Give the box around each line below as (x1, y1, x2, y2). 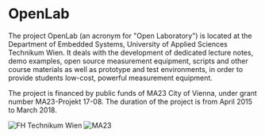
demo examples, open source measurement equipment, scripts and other (8, 56, 248, 66)
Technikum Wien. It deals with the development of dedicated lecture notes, (8, 48, 254, 57)
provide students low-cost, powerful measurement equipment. (8, 73, 213, 82)
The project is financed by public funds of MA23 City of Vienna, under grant (8, 88, 258, 97)
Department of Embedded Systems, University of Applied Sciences (8, 39, 229, 48)
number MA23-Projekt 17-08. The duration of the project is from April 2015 (8, 97, 252, 106)
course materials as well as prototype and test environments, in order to (8, 64, 244, 74)
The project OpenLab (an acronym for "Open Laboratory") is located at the (8, 31, 252, 40)
